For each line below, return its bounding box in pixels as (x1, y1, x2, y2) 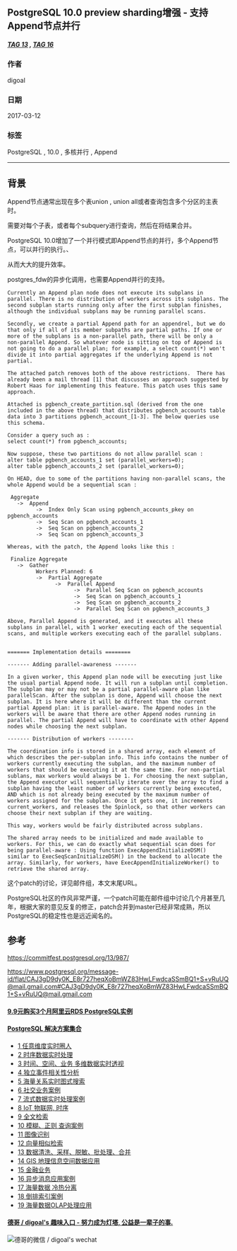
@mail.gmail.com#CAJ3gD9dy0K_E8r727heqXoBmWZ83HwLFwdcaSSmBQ (7, 982, 229, 990)
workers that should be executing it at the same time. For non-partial (7, 767, 226, 774)
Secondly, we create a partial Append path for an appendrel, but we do (7, 321, 226, 328)
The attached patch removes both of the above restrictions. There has (7, 370, 226, 377)
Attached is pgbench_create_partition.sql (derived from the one (7, 401, 203, 409)
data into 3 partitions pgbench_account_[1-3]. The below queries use (7, 413, 219, 421)
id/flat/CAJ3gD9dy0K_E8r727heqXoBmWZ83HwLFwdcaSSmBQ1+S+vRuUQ (7, 974, 229, 983)
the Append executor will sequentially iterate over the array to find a (7, 779, 229, 786)
